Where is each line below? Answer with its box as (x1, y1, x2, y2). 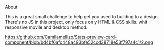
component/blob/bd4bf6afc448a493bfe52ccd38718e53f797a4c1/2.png (5, 39, 153, 45)
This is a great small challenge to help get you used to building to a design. (5, 14, 159, 19)
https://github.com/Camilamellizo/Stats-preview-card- (5, 34, 117, 40)
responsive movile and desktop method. (5, 24, 88, 30)
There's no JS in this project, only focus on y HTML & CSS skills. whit (5, 19, 148, 25)
